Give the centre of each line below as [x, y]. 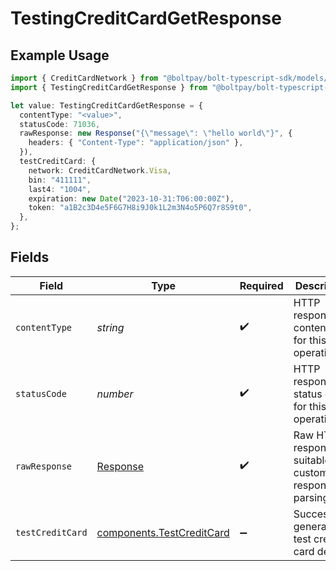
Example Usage [60, 55]
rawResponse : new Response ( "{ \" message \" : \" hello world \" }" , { [156, 133]
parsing [311, 497]
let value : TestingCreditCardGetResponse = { [106, 105]
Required [261, 285]
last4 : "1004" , [60, 189]
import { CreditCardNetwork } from [84, 78]
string [110, 327]
